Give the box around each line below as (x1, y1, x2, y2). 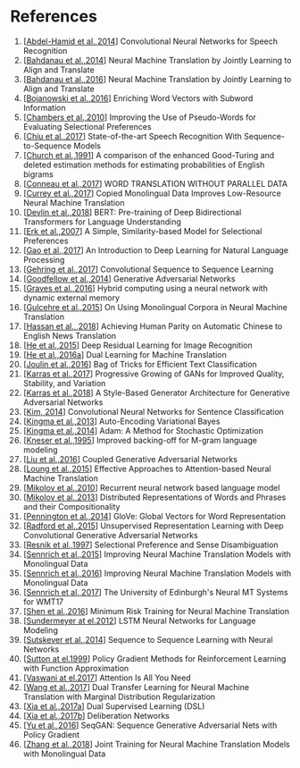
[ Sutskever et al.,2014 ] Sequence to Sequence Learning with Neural (22, 634, 273, 645)
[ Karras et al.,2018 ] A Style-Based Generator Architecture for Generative (22, 387, 290, 398)
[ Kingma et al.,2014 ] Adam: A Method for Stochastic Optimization (22, 425, 264, 435)
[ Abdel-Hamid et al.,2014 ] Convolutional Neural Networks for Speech (22, 36, 279, 46)
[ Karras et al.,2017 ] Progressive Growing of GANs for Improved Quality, (22, 368, 285, 379)
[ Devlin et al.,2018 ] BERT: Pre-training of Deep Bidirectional (22, 207, 242, 217)
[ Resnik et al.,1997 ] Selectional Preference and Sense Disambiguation (22, 539, 279, 550)
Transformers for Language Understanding (22, 216, 182, 227)
